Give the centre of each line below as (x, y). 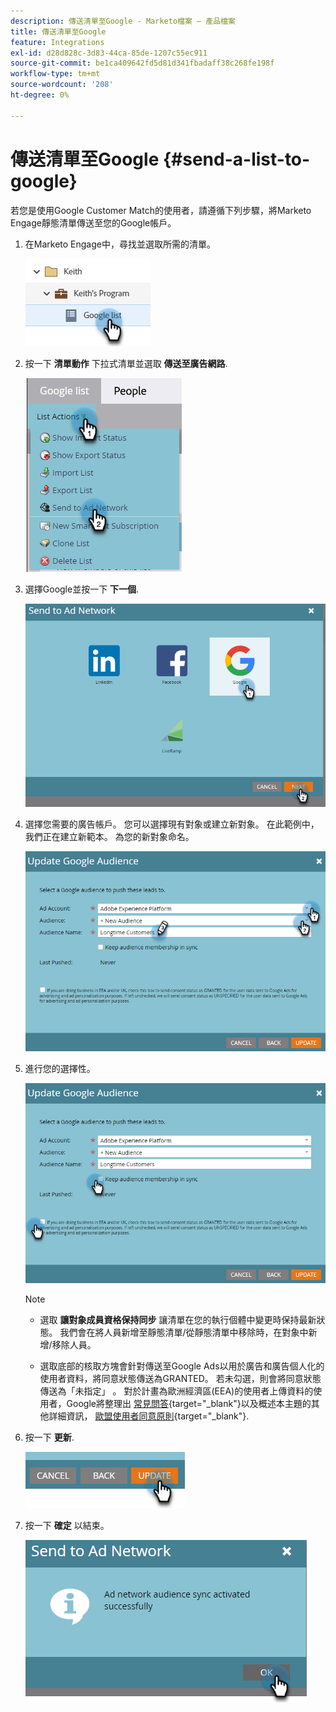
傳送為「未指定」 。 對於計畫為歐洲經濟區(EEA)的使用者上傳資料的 (176, 1391)
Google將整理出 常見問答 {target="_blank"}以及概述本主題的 (189, 1403)
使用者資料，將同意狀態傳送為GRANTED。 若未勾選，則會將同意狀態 (180, 1378)
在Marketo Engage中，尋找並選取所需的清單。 (120, 244)
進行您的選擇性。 (60, 1068)
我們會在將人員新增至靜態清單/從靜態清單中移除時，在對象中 (184, 1332)
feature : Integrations (57, 42)
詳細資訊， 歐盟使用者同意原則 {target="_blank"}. (149, 1416)
